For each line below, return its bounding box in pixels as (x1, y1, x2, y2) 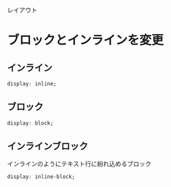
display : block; (7, 119, 54, 127)
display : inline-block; (7, 173, 76, 180)
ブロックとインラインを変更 (7, 33, 164, 48)
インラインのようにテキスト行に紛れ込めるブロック (7, 160, 152, 168)
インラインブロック (7, 140, 89, 152)
